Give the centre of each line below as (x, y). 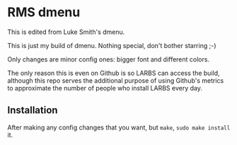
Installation (33, 110)
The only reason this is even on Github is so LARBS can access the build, (114, 73)
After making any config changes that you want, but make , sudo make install (119, 127)
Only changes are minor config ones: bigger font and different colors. (109, 59)
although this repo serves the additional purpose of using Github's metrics (116, 80)
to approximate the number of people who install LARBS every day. (105, 88)
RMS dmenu (44, 12)
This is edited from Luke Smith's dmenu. (66, 32)
